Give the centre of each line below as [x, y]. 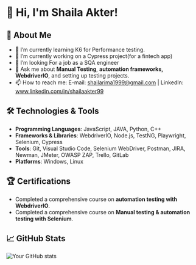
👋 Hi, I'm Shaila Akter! [62, 13]
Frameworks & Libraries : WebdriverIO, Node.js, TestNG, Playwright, [100, 135]
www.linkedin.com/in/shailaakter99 [59, 91]
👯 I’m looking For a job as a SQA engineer [67, 63]
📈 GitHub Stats [36, 238]
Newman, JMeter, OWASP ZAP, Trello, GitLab [72, 154]
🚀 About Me [29, 35]
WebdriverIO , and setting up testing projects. [72, 75]
